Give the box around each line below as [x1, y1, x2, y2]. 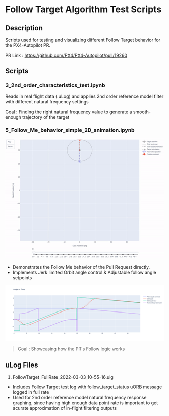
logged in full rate [12, 389, 49, 395]
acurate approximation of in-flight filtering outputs [12, 405, 117, 411]
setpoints [12, 275, 32, 281]
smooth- [133, 109, 151, 115]
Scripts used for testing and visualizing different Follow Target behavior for [5, 37, 160, 43]
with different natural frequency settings [5, 98, 89, 105]
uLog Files [5, 360, 39, 369]
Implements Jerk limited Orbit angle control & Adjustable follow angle [12, 269, 156, 276]
